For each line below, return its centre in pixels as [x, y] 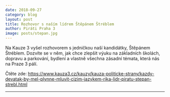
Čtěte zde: [16, 74]
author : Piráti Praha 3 [30, 29]
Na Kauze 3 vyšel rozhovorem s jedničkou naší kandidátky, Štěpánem [78, 48]
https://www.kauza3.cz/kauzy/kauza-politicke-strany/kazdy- [91, 74]
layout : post [19, 19]
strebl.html [16, 84]
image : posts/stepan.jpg [31, 33]
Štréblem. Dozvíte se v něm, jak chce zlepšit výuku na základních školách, [83, 53]
